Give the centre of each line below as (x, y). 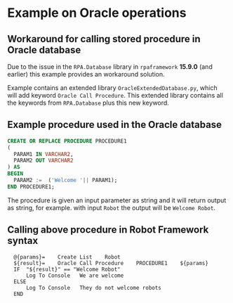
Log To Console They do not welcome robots (93, 288)
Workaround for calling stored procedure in (104, 39)
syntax (23, 241)
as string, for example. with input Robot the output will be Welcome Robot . (112, 207)
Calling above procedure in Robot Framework (108, 230)
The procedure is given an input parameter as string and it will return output (117, 200)
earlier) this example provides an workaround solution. (86, 74)
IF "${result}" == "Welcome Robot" (67, 269)
